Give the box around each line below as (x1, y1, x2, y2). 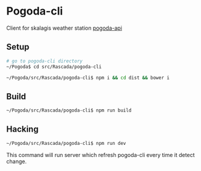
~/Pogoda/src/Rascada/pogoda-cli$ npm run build (6, 107, 132, 113)
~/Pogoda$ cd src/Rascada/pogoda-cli (6, 64, 102, 70)
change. (6, 158, 27, 165)
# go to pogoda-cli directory (6, 58, 83, 64)
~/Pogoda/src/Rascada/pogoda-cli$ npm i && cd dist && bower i (6, 75, 170, 81)
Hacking (6, 124, 39, 135)
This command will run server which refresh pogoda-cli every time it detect (6, 151, 196, 158)
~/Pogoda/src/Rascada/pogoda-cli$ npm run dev (6, 140, 126, 146)
